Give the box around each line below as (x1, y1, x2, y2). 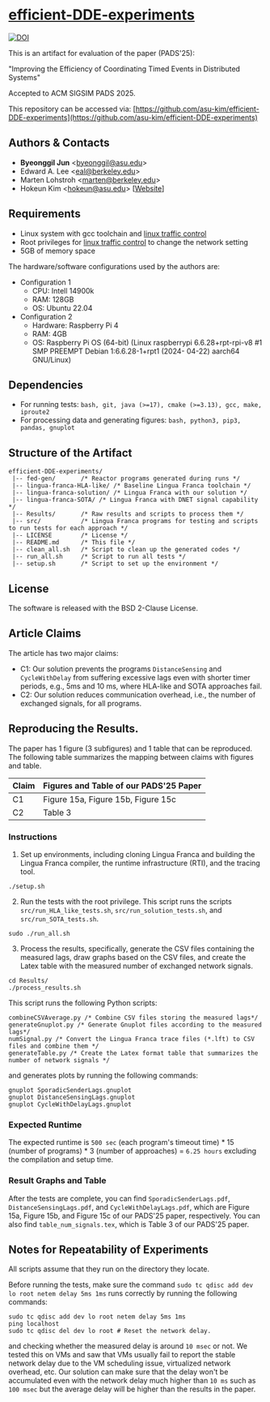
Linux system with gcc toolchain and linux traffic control (19, 229, 207, 238)
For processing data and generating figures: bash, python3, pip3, (19, 415, 242, 425)
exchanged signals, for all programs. (19, 698, 142, 708)
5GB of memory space (19, 246, 95, 255)
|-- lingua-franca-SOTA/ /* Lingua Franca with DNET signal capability (11, 496, 259, 504)
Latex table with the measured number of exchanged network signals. (19, 961, 253, 971)
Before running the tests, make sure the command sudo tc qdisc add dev (8, 1280, 253, 1290)
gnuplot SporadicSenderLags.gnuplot (8, 1086, 132, 1094)
